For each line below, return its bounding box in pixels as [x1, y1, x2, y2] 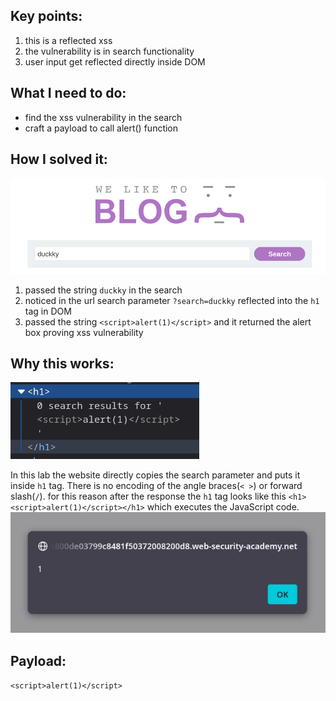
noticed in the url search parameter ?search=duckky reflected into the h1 [24, 294, 320, 306]
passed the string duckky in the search [24, 284, 183, 296]
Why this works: [10, 355, 115, 372]
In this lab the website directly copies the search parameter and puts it [10, 469, 301, 481]
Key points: [10, 8, 83, 25]
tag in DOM [24, 305, 72, 317]
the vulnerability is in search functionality [24, 45, 195, 57]
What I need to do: [10, 85, 127, 102]
